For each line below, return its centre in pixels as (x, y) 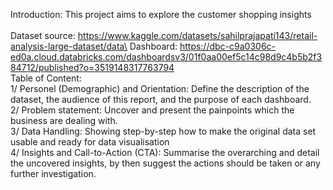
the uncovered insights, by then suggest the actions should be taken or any (165, 163)
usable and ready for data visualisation (90, 142)
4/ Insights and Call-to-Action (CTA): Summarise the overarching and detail (165, 152)
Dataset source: (43, 35)
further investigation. (53, 173)
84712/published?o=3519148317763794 (92, 67)
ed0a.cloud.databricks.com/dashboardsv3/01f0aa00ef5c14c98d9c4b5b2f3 (166, 57)
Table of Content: (46, 78)
